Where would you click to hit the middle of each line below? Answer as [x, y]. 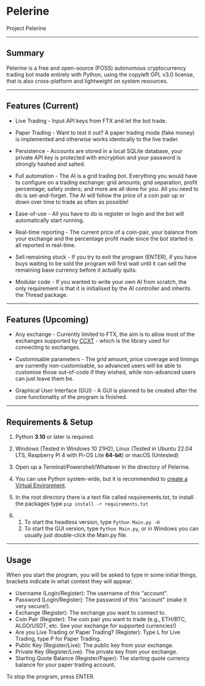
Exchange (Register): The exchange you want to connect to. [91, 613]
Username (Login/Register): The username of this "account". [92, 593]
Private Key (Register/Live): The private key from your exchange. [96, 652]
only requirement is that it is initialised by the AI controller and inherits [103, 288]
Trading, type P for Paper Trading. [58, 639]
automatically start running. [49, 220]
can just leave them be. [45, 379]
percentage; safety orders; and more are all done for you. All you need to [107, 188]
